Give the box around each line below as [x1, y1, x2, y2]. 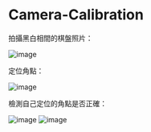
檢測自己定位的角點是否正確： [8, 98, 107, 108]
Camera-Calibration [8, 6, 145, 24]
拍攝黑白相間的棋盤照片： [8, 33, 93, 43]
